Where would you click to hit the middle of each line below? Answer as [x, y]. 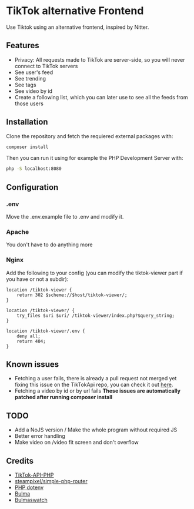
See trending [30, 78]
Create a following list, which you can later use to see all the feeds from [101, 97]
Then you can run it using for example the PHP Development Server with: [95, 158]
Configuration [32, 187]
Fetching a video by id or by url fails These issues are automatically [98, 391]
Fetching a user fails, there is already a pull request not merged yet [96, 379]
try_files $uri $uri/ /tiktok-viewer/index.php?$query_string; [96, 316]
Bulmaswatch [31, 500]
